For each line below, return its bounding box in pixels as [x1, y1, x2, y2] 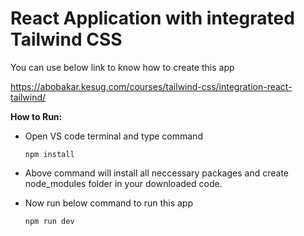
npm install [24, 149, 75, 159]
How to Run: [10, 110, 63, 122]
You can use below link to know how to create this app [10, 61, 235, 73]
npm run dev [24, 216, 75, 226]
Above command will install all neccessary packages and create [24, 167, 289, 179]
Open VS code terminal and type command [24, 130, 203, 142]
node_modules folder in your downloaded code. [24, 177, 223, 189]
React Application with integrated [10, 7, 295, 30]
